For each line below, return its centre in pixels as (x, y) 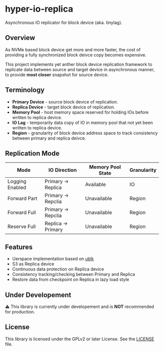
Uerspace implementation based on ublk (53, 259)
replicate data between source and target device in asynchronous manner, (80, 69)
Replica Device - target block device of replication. (64, 107)
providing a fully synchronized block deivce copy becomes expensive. (76, 55)
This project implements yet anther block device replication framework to (79, 64)
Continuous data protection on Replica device (58, 269)
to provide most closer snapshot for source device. (57, 75)
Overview (20, 38)
